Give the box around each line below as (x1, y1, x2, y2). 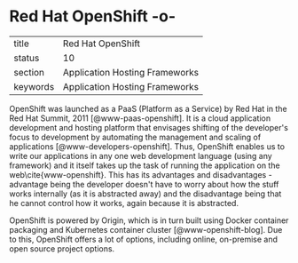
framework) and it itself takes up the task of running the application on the (9, 160, 281, 171)
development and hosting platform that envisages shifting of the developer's (9, 122, 288, 132)
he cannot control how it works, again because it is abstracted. (9, 197, 239, 208)
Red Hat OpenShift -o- (9, 6, 176, 27)
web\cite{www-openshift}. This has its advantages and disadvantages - (9, 169, 272, 179)
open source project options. (9, 243, 115, 254)
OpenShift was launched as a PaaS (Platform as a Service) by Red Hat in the (9, 103, 287, 114)
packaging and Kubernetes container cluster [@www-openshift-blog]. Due (9, 224, 283, 235)
